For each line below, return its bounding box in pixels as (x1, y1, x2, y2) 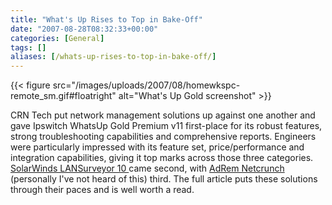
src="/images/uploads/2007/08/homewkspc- (52, 79, 241, 91)
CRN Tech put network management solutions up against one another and (10, 109, 316, 121)
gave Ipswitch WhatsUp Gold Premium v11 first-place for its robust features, (10, 120, 323, 132)
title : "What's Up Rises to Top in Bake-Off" (10, 14, 203, 25)
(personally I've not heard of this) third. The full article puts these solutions (10, 173, 318, 185)
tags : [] (10, 42, 47, 53)
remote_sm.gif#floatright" (10, 90, 117, 102)
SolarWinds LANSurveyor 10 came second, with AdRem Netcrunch (10, 162, 285, 175)
